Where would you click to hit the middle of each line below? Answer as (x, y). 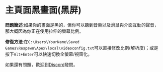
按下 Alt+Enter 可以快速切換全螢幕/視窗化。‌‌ (49, 54)
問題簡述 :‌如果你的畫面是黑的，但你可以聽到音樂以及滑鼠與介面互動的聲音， (82, 25)
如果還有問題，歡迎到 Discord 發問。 (41, 65)
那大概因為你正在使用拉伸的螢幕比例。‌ (44, 31)
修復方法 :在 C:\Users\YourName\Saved (42, 41)
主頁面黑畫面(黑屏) (43, 10)
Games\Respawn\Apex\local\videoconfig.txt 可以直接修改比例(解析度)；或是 (82, 48)
